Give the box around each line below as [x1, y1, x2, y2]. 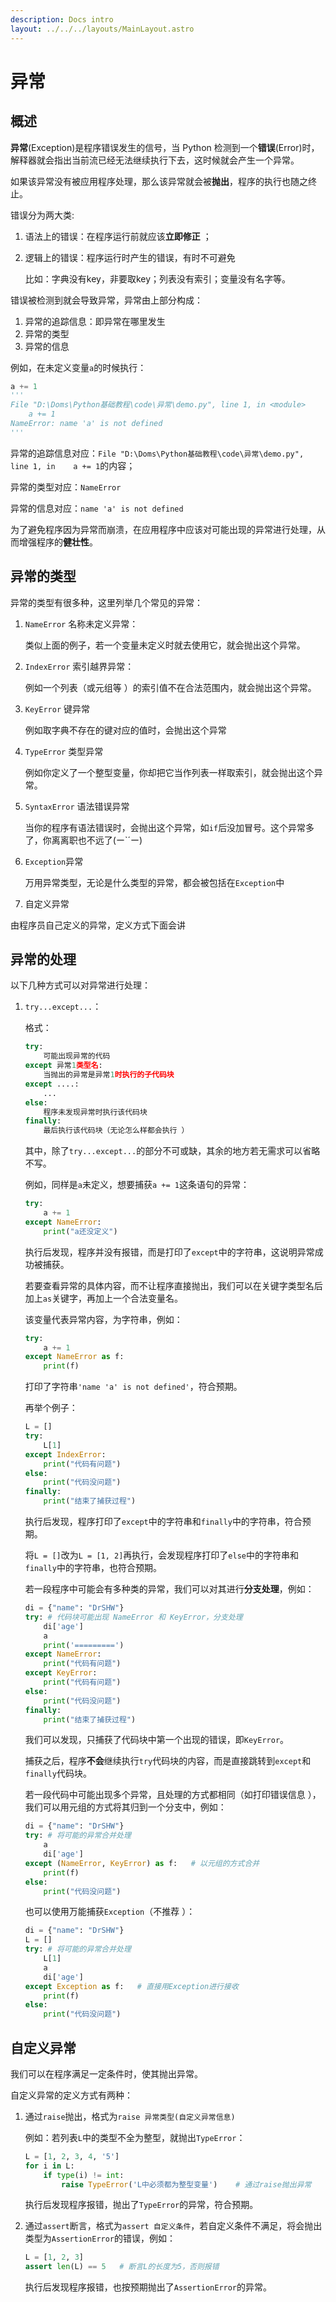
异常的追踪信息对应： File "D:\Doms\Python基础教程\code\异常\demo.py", [10, 447, 305, 459]
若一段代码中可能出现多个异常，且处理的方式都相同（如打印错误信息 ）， [24, 1789, 322, 1801]
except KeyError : [24, 1668, 98, 1678]
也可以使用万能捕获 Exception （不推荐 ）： [24, 1906, 196, 1918]
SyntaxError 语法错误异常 [24, 800, 130, 812]
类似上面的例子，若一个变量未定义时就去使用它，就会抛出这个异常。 [24, 639, 306, 651]
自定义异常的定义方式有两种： [10, 2089, 133, 2101]
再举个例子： [24, 1402, 78, 1414]
